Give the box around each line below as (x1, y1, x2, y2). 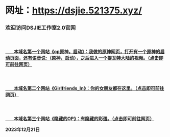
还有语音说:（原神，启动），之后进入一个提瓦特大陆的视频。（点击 (22, 55, 159, 61)
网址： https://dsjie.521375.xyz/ (5, 5, 142, 16)
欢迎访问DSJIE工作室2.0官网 (5, 24, 76, 31)
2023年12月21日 (5, 126, 40, 133)
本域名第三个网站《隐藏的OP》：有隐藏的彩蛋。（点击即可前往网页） (13, 116, 155, 122)
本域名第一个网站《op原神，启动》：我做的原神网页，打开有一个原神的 (13, 49, 160, 55)
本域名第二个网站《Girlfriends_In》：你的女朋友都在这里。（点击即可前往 (13, 85, 164, 92)
